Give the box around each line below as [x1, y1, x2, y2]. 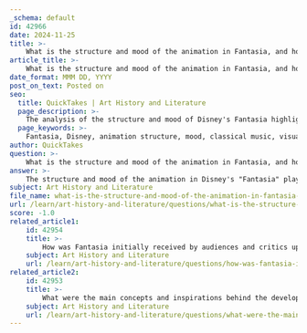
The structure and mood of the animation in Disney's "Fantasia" [26, 174, 281, 183]
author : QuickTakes [9, 140, 84, 150]
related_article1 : [9, 216, 79, 226]
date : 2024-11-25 [9, 30, 76, 39]
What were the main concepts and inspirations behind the [42, 293, 268, 302]
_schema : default [9, 13, 76, 23]
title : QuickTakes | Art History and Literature [17, 98, 206, 108]
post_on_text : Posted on [9, 81, 104, 90]
